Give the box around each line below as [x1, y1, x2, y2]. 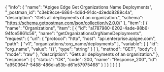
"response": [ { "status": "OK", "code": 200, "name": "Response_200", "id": [5, 57, 158, 62]
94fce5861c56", [5, 31, 38, 36]
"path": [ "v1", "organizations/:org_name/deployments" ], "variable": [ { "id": [5, 41, 159, 46]
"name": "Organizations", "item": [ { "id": [5, 25, 87, 31]
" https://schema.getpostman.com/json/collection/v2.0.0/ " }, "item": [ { [5, 20, 148, 26]
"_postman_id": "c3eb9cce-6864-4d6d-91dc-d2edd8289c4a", [5, 9, 133, 15]
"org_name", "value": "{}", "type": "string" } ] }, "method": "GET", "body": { [5, 46, 157, 52]
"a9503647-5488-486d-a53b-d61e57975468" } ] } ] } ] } [5, 62, 121, 68]
